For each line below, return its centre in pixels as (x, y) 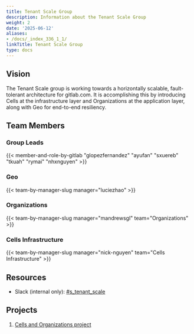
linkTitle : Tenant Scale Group (45, 45)
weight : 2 (18, 22)
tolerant (16, 95)
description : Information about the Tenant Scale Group (76, 17)
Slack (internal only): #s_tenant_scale (60, 291)
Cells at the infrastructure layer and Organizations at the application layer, (96, 100)
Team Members (35, 126)
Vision (18, 74)
